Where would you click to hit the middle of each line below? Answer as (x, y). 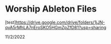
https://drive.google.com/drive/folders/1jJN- (60, 22)
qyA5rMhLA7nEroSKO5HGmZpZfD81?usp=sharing (56, 27)
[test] (11, 22)
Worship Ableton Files (51, 9)
